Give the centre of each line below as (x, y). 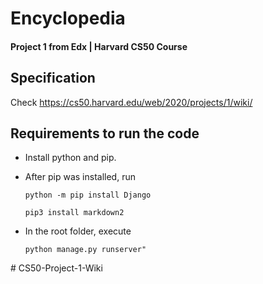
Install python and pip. (70, 158)
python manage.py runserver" (85, 250)
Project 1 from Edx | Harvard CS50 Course (99, 46)
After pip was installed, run (80, 177)
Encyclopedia (68, 18)
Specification (53, 78)
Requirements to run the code (105, 133)
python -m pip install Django (88, 195)
